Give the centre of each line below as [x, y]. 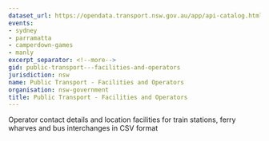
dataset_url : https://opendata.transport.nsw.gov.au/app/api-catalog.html [136, 16]
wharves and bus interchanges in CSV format [83, 128]
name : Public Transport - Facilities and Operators [96, 82]
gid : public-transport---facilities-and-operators [94, 68]
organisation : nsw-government [59, 90]
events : [21, 23]
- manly [21, 53]
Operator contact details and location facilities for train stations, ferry [122, 119]
